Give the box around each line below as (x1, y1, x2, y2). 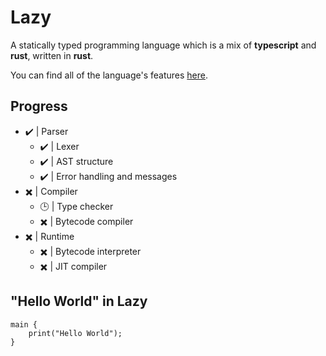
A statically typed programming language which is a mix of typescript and (10, 39, 317, 51)
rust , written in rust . (10, 49, 94, 61)
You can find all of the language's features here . (10, 69, 208, 81)
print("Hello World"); (28, 328, 123, 338)
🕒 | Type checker (39, 200, 114, 212)
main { (10, 319, 38, 330)
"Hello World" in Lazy (10, 293, 148, 310)
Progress (10, 98, 68, 115)
